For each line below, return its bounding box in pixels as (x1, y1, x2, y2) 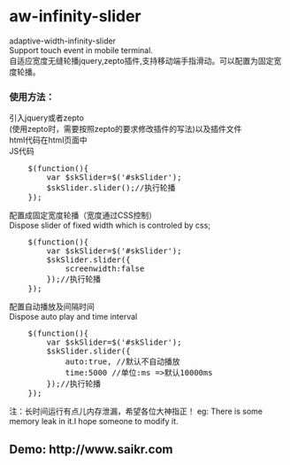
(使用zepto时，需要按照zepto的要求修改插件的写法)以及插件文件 (9, 124, 242, 135)
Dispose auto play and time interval (9, 312, 138, 322)
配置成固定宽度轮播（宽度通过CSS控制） (9, 210, 157, 221)
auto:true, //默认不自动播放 (65, 357, 180, 367)
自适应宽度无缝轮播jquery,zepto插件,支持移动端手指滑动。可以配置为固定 (9, 55, 274, 66)
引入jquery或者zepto (9, 112, 84, 123)
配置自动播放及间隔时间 (9, 301, 95, 312)
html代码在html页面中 (9, 135, 88, 145)
